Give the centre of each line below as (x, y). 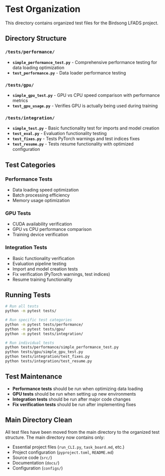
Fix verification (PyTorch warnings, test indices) (61, 274)
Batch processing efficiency (41, 195)
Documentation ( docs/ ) (36, 463)
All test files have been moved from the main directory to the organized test (82, 432)
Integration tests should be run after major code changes (71, 399)
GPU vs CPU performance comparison (52, 229)
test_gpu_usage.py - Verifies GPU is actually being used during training (85, 106)
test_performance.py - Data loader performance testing (69, 72)
